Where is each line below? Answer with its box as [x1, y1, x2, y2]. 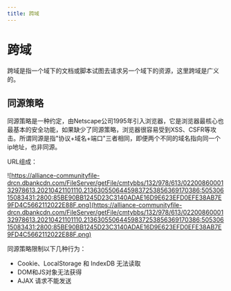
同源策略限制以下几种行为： [7, 245, 86, 253]
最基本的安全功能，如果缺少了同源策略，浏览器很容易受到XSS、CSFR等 [7, 125, 211, 134]
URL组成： [7, 157, 38, 166]
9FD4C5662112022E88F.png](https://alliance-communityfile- [7, 201, 183, 209]
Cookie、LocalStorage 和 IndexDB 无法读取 [17, 259, 141, 267]
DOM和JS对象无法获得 [17, 268, 82, 276]
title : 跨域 [7, 10, 39, 17]
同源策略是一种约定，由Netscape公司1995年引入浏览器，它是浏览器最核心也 [7, 117, 224, 125]
